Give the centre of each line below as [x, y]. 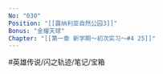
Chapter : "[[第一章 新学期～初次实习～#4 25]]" [82, 38]
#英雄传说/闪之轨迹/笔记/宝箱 [57, 62]
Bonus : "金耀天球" [37, 31]
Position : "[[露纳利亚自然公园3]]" [63, 23]
